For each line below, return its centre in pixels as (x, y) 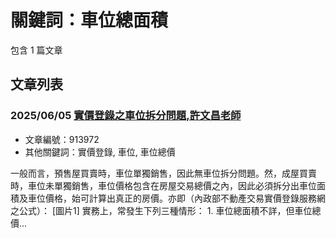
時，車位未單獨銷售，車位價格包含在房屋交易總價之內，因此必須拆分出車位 (163, 185)
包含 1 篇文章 (36, 50)
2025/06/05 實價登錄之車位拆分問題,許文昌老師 (126, 116)
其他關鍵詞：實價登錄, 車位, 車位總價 (100, 152)
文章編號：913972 (62, 139)
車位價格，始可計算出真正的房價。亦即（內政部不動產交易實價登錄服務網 (176, 198)
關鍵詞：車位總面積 (89, 20)
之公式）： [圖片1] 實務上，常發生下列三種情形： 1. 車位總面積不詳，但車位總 (166, 210)
